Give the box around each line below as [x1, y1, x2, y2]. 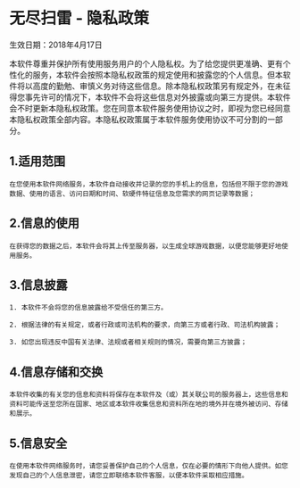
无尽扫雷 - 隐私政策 [9, 8, 150, 29]
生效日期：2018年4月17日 [9, 39, 103, 50]
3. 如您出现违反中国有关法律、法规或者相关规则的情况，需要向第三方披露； [9, 338, 247, 347]
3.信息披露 [9, 277, 69, 293]
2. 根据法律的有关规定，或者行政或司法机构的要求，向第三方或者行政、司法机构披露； [9, 320, 281, 330]
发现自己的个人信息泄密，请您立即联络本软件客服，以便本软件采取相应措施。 [9, 471, 249, 480]
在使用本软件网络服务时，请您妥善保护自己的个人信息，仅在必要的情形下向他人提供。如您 [9, 461, 288, 470]
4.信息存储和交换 [9, 364, 104, 379]
